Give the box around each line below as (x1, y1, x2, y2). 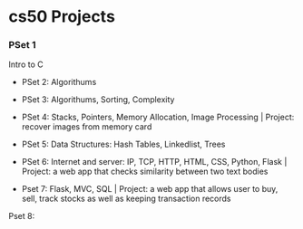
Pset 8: (8, 211, 35, 222)
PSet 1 (8, 39, 36, 52)
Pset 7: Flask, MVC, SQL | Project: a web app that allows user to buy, (21, 184, 279, 195)
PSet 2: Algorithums (21, 77, 97, 88)
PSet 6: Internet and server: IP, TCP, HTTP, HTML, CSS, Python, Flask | (21, 157, 288, 167)
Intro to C (8, 59, 44, 70)
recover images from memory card (21, 121, 152, 132)
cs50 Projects (8, 6, 115, 27)
